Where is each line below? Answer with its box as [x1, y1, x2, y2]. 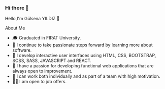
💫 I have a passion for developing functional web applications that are [12, 63, 154, 69]
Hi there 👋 [5, 4, 30, 11]
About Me [5, 25, 26, 31]
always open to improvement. [12, 68, 72, 74]
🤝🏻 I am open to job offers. [12, 79, 66, 85]
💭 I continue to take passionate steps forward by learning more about [12, 42, 153, 48]
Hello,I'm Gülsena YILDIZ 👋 [5, 16, 60, 22]
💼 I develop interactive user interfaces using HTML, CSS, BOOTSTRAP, [12, 53, 156, 59]
